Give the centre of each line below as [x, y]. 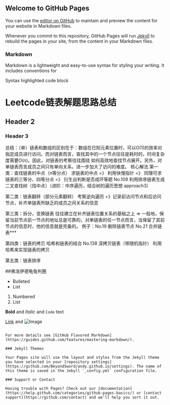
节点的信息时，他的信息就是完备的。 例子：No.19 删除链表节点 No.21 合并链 [84, 226]
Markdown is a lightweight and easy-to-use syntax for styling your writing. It [85, 65]
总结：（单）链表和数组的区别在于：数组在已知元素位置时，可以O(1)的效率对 [84, 148]
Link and [14, 321]
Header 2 [20, 121]
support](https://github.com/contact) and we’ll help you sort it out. [82, 397]
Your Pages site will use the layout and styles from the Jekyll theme [82, 357]
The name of [149, 366]
